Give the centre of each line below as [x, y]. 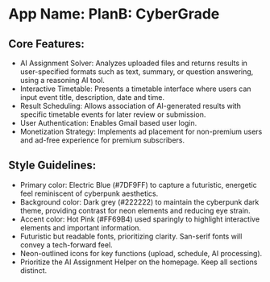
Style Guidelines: [52, 166]
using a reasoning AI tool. [62, 80]
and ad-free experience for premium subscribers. [102, 140]
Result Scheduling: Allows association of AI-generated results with [131, 106]
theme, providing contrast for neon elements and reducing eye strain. [135, 210]
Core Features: [46, 44]
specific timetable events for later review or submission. [113, 114]
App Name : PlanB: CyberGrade [114, 14]
